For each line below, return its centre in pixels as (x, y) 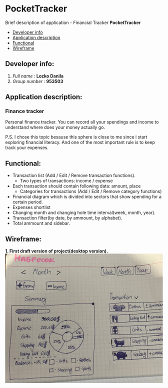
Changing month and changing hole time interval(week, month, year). (84, 212)
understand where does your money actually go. (55, 127)
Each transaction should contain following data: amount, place (76, 186)
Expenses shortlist (31, 207)
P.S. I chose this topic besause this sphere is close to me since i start (76, 137)
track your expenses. (27, 147)
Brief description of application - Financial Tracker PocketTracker (73, 22)
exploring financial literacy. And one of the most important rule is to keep (80, 142)
